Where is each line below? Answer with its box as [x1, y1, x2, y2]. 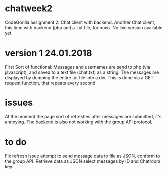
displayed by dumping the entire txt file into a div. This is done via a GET [5, 74, 154, 80]
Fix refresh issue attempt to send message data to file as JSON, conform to [5, 153, 160, 159]
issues [5, 97, 33, 108]
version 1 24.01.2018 [5, 48, 92, 59]
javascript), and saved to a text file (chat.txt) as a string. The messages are [5, 69, 159, 75]
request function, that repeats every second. [5, 80, 97, 86]
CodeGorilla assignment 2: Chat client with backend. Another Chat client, [5, 19, 156, 25]
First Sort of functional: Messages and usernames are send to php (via [5, 64, 151, 70]
